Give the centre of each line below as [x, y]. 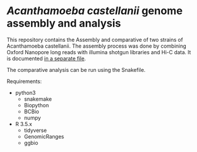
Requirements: [24, 81]
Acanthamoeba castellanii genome [95, 11]
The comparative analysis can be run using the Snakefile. [76, 70]
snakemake [38, 99]
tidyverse [35, 130]
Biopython [36, 105]
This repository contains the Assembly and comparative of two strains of [95, 39]
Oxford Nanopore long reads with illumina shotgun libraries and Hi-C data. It [99, 52]
